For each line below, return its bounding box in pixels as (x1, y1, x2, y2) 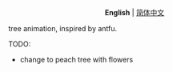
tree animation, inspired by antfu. (8, 24, 118, 33)
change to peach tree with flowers (19, 55, 134, 64)
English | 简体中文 (104, 8, 165, 17)
